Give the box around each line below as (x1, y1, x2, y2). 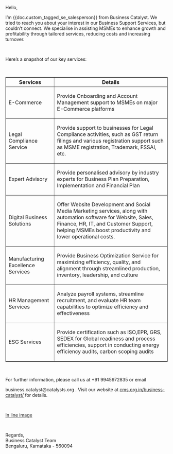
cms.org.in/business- (119, 387, 165, 393)
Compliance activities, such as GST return (57, 131, 159, 138)
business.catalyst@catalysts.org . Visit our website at (5, 387, 119, 393)
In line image (5, 412, 32, 418)
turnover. (5, 36, 25, 42)
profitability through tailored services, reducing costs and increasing (5, 31, 151, 37)
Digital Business (8, 214, 47, 221)
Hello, (5, 5, 18, 10)
